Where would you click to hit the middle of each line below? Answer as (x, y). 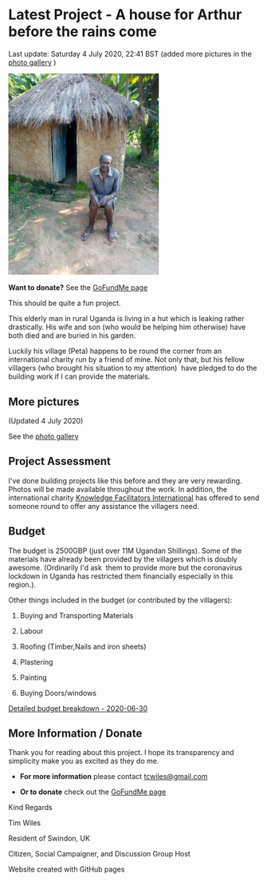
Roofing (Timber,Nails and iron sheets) (83, 646)
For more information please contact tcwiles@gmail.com (114, 777)
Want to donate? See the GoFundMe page (78, 288)
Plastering (36, 661)
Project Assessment (60, 461)
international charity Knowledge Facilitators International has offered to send (134, 498)
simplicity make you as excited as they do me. (84, 761)
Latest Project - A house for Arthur (125, 15)
